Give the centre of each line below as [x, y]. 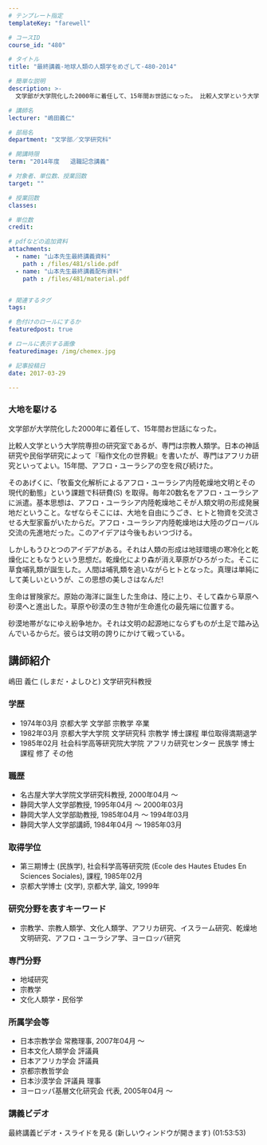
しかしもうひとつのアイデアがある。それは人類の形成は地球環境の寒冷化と [130, 549]
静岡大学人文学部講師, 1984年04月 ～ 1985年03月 [101, 825]
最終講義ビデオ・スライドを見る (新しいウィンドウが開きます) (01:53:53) [127, 1132]
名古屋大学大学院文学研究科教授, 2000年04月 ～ [99, 795]
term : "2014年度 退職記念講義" [59, 162]
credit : [21, 227]
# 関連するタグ [30, 300]
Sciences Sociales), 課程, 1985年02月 [81, 877]
